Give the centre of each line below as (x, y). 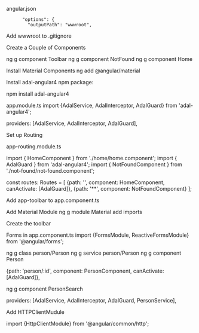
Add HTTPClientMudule (35, 312)
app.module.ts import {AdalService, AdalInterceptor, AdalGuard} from (92, 105)
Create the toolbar (29, 223)
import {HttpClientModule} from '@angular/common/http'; (78, 323)
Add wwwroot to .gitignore (39, 36)
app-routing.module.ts (34, 146)
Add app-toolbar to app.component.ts (53, 200)
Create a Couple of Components (46, 48)
